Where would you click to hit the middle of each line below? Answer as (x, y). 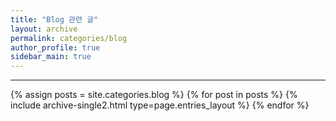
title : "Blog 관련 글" (54, 19)
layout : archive (44, 29)
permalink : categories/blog (69, 38)
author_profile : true (55, 47)
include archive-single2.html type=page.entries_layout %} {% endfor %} (160, 105)
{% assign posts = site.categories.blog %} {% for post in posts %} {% (154, 95)
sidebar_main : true (51, 57)
